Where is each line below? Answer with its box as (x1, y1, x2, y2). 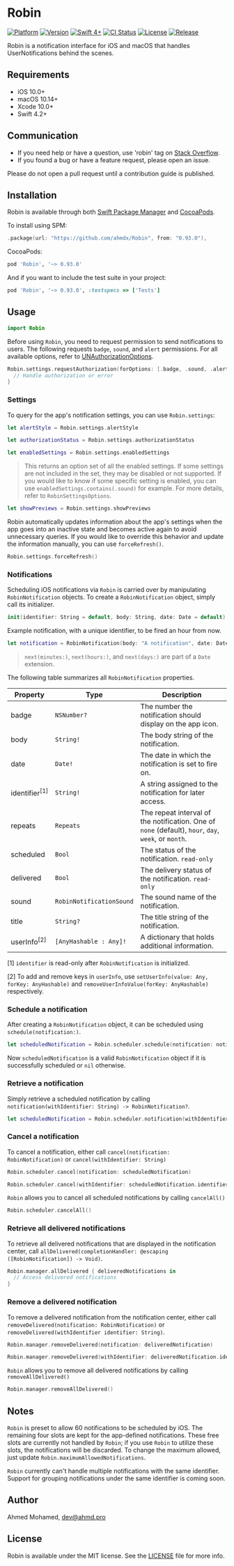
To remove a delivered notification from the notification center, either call (7, 1313, 217, 1321)
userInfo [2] (10, 936, 47, 947)
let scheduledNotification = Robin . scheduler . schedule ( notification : (7, 1041, 214, 1049)
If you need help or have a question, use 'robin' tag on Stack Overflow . (17, 148, 221, 157)
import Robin (7, 324, 45, 331)
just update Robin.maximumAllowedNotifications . (7, 1453, 146, 1462)
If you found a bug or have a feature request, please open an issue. (17, 155, 211, 164)
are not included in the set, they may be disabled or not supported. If (24, 469, 221, 478)
